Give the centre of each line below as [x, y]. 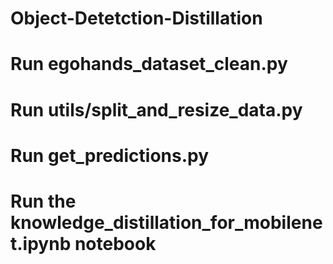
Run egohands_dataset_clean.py [149, 64]
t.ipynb [41, 243]
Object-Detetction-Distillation [136, 18]
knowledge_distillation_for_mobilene [166, 222]
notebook [115, 243]
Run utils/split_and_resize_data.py [156, 109]
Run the [43, 201]
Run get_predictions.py [110, 155]
